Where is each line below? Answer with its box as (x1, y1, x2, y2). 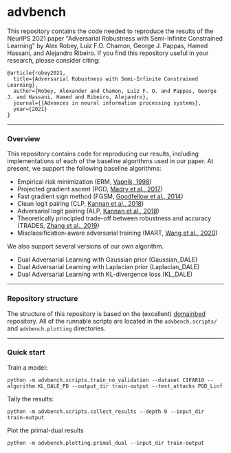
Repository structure (7, 294, 78, 304)
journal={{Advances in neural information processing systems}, (13, 99, 201, 107)
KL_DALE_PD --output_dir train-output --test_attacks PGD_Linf (37, 383, 223, 390)
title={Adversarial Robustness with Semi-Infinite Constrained (13, 75, 198, 83)
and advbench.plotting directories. (7, 324, 106, 333)
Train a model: (7, 363, 48, 372)
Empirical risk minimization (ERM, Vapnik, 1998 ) (16, 178, 153, 186)
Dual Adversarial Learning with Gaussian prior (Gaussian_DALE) (16, 255, 198, 264)
